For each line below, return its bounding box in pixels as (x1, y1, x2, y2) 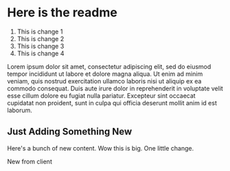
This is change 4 (16, 49, 65, 57)
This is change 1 (16, 27, 63, 36)
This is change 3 (16, 42, 65, 50)
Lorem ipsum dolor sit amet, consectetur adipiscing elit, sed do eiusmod (7, 62, 211, 70)
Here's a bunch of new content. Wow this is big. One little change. (7, 144, 194, 152)
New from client (7, 157, 53, 166)
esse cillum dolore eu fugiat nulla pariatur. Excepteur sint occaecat (7, 91, 196, 100)
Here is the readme (7, 5, 118, 21)
